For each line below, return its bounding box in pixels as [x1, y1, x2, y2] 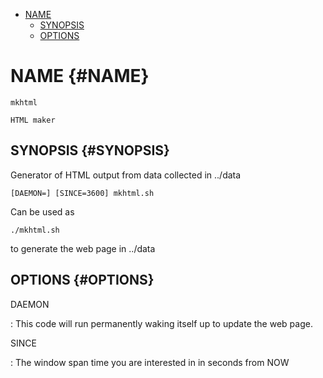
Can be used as [10, 205, 75, 218]
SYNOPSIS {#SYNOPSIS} [10, 142, 170, 159]
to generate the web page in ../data [10, 242, 156, 254]
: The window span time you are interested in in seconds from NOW [10, 356, 290, 368]
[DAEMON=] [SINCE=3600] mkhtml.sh [10, 188, 155, 198]
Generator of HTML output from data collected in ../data [10, 169, 242, 181]
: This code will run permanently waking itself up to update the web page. [10, 317, 313, 329]
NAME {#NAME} [10, 65, 150, 88]
